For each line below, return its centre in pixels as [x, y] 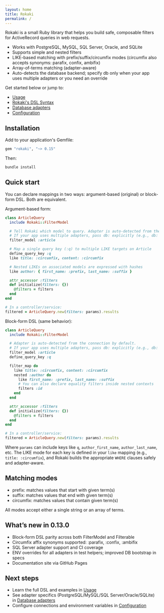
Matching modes [31, 478]
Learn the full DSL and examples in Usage [54, 590]
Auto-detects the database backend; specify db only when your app [81, 73]
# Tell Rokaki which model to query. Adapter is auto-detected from [81, 231]
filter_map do [24, 366]
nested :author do [32, 375]
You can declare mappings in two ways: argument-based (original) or [75, 194]
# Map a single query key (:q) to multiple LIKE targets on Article [81, 249]
